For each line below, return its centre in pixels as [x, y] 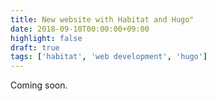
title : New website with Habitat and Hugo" [102, 19]
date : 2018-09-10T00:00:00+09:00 [80, 29]
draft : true [35, 47]
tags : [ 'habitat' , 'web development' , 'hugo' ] [109, 57]
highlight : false [46, 38]
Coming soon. [39, 85]
